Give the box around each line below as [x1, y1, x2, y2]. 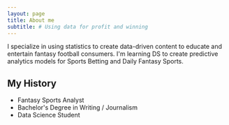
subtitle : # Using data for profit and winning [7, 23, 149, 30]
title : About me [7, 17, 54, 24]
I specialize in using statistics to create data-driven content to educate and [7, 43, 222, 51]
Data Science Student [17, 111, 80, 119]
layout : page [7, 10, 45, 17]
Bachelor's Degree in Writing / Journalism [17, 103, 138, 112]
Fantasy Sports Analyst [17, 96, 84, 105]
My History [7, 78, 57, 89]
